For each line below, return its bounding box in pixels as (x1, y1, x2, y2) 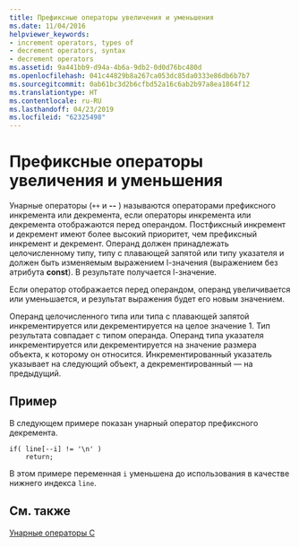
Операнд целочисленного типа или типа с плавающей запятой (9, 311, 250, 322)
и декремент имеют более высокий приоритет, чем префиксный (9, 229, 258, 240)
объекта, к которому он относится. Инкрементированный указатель (9, 349, 273, 360)
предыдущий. (9, 368, 62, 379)
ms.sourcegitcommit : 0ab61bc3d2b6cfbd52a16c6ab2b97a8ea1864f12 (9, 80, 251, 89)
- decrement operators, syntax (9, 47, 126, 56)
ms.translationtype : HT (9, 88, 98, 97)
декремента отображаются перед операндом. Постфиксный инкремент (9, 219, 286, 230)
